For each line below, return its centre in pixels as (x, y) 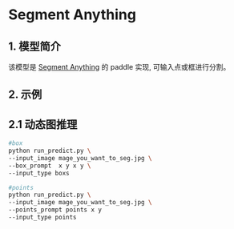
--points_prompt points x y (55, 210)
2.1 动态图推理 (43, 125)
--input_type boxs (39, 173)
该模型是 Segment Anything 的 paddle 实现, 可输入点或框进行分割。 (119, 67)
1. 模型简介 (35, 46)
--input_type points (43, 218)
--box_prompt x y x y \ (50, 166)
